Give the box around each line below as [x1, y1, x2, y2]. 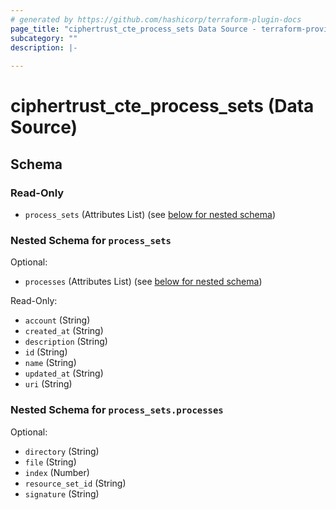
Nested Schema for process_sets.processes [10, 403, 224, 417]
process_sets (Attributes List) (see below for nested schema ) [24, 209, 276, 220]
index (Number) [24, 466, 90, 478]
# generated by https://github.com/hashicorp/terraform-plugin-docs [10, 14, 302, 25]
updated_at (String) [24, 367, 104, 380]
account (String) [24, 314, 91, 326]
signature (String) [24, 487, 100, 500]
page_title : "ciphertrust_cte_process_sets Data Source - [10, 24, 257, 34]
